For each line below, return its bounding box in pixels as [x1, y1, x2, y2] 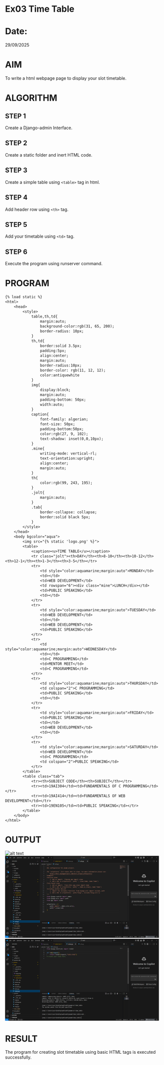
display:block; [40, 387, 71, 392]
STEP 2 [5, 139, 28, 147]
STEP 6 [5, 248, 28, 256]
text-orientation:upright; [40, 456, 95, 461]
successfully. [5, 1054, 32, 1060]
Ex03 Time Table [5, 3, 75, 15]
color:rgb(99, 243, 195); [40, 480, 93, 485]
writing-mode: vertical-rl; [40, 451, 97, 456]
